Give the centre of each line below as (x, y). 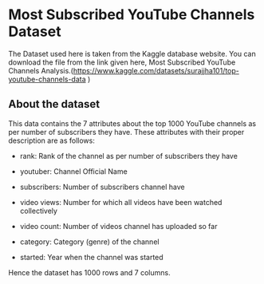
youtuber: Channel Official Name (73, 171)
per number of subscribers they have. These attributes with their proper (126, 132)
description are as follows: (52, 140)
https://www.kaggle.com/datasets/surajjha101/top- (156, 70)
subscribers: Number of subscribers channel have (102, 187)
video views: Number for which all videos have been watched (121, 202)
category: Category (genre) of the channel (89, 242)
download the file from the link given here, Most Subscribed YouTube (122, 62)
